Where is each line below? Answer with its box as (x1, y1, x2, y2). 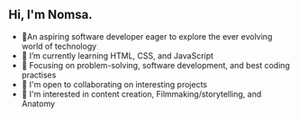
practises (21, 69, 57, 80)
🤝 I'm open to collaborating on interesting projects (21, 78, 208, 89)
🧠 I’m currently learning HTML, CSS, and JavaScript (21, 50, 213, 61)
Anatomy (21, 98, 56, 109)
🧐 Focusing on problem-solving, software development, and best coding (21, 59, 290, 70)
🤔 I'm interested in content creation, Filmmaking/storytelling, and (21, 88, 262, 99)
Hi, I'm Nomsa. (8, 7, 93, 23)
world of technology (21, 41, 97, 51)
